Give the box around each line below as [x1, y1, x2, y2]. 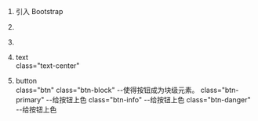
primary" [15, 95, 45, 104]
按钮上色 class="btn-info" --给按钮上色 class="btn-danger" [58, 95, 251, 104]
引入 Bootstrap [15, 7, 64, 16]
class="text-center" [15, 61, 80, 70]
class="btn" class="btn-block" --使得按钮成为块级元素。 [15, 85, 199, 94]
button [15, 77, 38, 85]
